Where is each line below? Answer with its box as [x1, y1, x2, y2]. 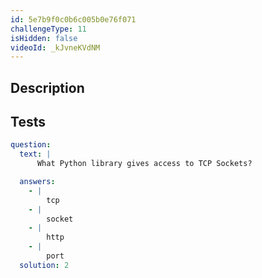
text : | [19, 149, 52, 160]
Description [10, 79, 85, 96]
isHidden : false [10, 33, 78, 43]
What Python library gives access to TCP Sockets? [36, 159, 253, 169]
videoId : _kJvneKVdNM [10, 42, 101, 53]
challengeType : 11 [10, 24, 87, 34]
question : [10, 140, 52, 150]
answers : [19, 177, 56, 187]
